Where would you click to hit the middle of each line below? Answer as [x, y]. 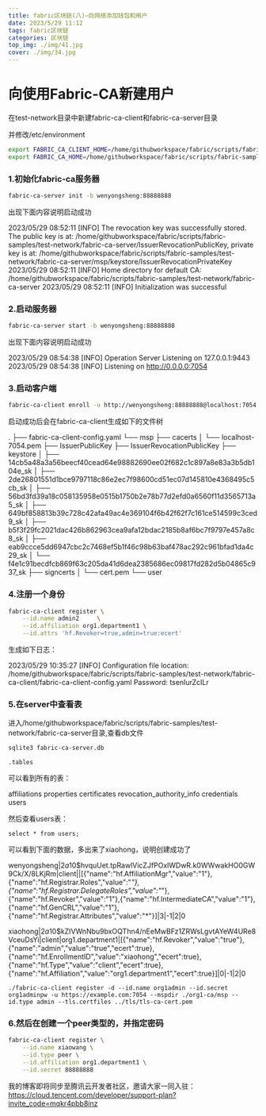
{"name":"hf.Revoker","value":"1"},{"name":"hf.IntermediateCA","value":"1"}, [132, 899]
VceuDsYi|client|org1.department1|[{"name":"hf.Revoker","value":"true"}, [127, 940]
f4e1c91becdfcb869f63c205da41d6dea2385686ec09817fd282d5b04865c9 [132, 564]
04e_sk [20, 471]
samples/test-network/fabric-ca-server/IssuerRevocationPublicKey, [119, 244]
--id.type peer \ [51, 1055]
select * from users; [44, 834]
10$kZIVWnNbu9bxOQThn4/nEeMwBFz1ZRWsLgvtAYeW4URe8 [152, 931]
